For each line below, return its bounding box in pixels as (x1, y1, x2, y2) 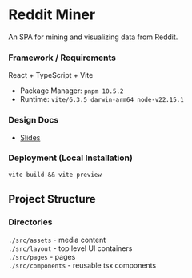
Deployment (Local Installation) (8, 152, 134, 163)
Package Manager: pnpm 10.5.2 (19, 86, 124, 95)
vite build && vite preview (8, 171, 102, 179)
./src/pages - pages (8, 252, 76, 261)
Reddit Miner (8, 6, 96, 24)
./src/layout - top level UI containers (8, 243, 133, 253)
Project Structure (8, 192, 96, 206)
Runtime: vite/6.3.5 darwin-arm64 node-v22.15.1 (19, 95, 184, 104)
